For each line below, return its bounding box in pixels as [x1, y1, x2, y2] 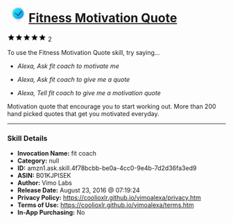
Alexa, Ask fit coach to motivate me [17, 62, 119, 70]
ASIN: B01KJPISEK [17, 172, 71, 180]
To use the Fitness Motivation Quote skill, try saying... [7, 48, 160, 56]
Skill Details [7, 133, 48, 143]
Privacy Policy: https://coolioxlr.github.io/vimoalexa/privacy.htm [17, 194, 201, 202]
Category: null [17, 156, 60, 165]
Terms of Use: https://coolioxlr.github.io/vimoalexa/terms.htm [17, 201, 194, 209]
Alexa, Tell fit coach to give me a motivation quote [17, 88, 161, 97]
